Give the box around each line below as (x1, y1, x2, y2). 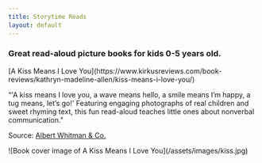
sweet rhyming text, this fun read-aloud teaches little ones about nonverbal (8, 107, 255, 116)
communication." (8, 115, 64, 124)
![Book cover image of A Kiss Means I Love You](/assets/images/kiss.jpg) (8, 146, 249, 155)
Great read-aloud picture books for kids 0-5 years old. (8, 48, 222, 59)
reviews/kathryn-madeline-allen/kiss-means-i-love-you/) (8, 74, 195, 84)
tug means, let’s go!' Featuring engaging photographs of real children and (8, 98, 249, 108)
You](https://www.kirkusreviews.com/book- (79, 66, 222, 75)
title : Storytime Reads (8, 13, 87, 21)
